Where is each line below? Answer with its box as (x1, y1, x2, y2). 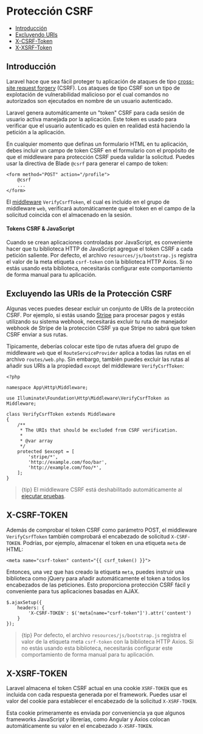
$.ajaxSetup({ (6, 599, 43, 605)
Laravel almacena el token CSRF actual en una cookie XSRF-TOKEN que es (6, 685, 188, 692)
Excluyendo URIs (15, 30, 58, 38)
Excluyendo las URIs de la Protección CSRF (6, 288, 172, 299)
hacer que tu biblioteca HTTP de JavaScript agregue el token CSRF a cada (6, 245, 193, 252)
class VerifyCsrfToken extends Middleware (6, 411, 115, 417)
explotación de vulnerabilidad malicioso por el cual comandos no (6, 90, 169, 98)
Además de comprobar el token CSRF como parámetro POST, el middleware (6, 526, 198, 533)
